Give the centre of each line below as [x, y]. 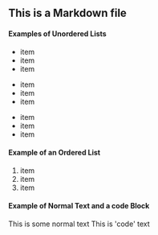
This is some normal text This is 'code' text [79, 224]
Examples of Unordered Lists [57, 33]
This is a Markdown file [67, 13]
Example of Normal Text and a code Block [79, 206]
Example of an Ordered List [55, 153]
